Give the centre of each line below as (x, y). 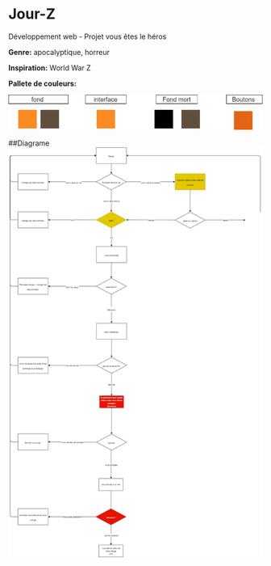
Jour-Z (32, 14)
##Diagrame (29, 143)
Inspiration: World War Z (50, 68)
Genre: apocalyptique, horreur (59, 52)
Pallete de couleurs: (42, 83)
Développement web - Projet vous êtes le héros (88, 36)
